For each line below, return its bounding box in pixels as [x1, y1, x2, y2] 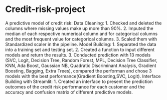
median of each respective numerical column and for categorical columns [5, 30, 158, 36]
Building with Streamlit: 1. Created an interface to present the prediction [5, 78, 153, 84]
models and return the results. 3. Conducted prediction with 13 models [5, 51, 151, 58]
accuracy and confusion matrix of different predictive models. [5, 89, 133, 95]
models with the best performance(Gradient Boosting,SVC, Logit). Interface [5, 73, 161, 79]
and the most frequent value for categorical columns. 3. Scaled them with [5, 36, 157, 42]
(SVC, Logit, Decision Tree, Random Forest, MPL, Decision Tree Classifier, [5, 57, 158, 63]
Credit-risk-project [5, 3, 86, 15]
